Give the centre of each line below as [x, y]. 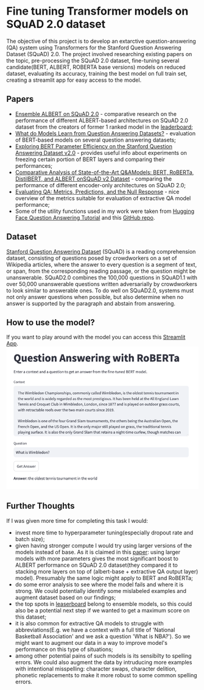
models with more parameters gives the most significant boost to [97, 558]
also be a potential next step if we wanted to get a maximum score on [102, 610]
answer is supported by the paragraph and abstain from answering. [91, 303]
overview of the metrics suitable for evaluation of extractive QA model [103, 198]
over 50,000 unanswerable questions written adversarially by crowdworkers [102, 284]
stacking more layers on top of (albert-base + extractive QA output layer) [107, 571]
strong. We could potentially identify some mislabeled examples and [101, 591]
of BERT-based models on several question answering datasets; [96, 140]
